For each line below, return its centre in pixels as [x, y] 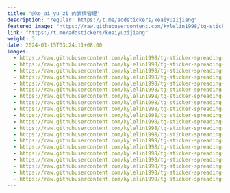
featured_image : [30, 26]
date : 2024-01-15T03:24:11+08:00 [55, 45]
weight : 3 [21, 39]
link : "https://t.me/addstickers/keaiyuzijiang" [78, 33]
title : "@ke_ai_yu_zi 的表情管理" [54, 13]
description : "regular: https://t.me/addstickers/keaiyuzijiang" [102, 20]
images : [18, 52]
